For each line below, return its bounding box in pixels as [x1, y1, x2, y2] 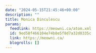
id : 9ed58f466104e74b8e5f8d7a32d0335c [10, 31, 92, 36]
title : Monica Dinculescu [5, 17, 60, 22]
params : [5, 21, 22, 27]
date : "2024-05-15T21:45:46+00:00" [5, 7, 80, 13]
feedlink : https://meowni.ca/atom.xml [10, 26, 92, 31]
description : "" [5, 12, 39, 17]
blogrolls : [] [10, 40, 39, 45]
